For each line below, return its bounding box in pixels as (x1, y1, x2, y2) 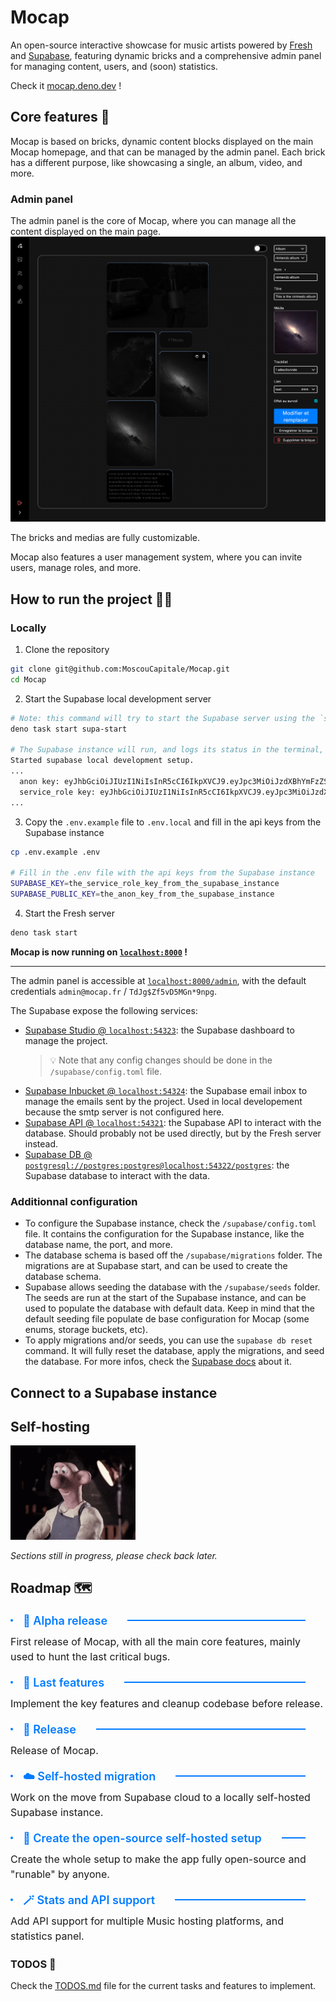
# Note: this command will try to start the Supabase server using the (10, 713, 315, 723)
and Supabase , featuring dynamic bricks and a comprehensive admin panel (10, 49, 322, 61)
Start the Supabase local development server (24, 692, 212, 705)
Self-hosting (10, 1418, 91, 1435)
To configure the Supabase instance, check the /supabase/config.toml (24, 1217, 317, 1230)
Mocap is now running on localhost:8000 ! (10, 946, 188, 958)
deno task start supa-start (10, 724, 128, 734)
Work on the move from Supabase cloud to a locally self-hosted (10, 1790, 311, 1804)
